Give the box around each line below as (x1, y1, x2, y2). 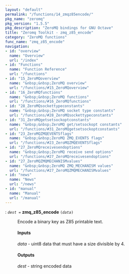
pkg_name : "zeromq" (5, 16, 45, 21)
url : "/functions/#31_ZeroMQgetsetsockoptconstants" (9, 126, 120, 131)
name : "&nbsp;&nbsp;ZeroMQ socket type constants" (9, 108, 116, 114)
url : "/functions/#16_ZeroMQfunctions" (9, 99, 92, 104)
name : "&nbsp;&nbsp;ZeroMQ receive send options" (9, 150, 113, 155)
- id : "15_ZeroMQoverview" (5, 76, 61, 81)
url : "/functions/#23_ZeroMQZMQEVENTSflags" (9, 140, 102, 146)
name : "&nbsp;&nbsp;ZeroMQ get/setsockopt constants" (9, 122, 122, 127)
